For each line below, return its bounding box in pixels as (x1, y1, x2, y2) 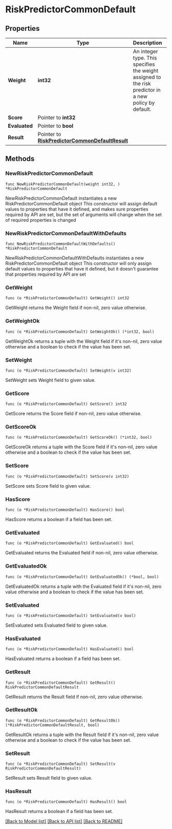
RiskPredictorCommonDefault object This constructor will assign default (5, 200, 158, 206)
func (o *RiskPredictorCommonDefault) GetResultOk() (5, 718, 120, 723)
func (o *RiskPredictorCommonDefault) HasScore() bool (5, 507, 125, 513)
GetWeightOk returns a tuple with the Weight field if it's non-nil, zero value (5, 338, 162, 344)
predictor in (133, 86, 161, 93)
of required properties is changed (5, 217, 76, 223)
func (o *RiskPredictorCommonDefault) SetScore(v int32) (5, 474, 130, 479)
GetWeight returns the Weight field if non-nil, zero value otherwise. (5, 304, 147, 311)
